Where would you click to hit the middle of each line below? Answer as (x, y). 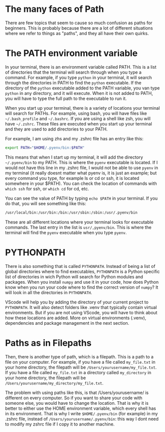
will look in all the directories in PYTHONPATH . (49, 292)
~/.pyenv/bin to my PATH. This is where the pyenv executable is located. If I (82, 162)
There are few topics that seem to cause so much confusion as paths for (79, 23)
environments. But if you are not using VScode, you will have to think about (81, 312)
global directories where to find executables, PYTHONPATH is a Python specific (82, 271)
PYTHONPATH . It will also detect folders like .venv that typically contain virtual (81, 307)
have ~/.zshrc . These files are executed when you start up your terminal (79, 124)
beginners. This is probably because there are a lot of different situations (79, 28)
